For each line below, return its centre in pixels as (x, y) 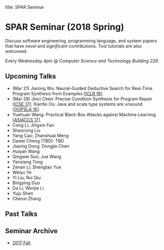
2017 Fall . (22, 243)
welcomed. (17, 51)
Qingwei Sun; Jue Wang (37, 156)
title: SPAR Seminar (25, 7)
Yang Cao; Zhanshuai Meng (41, 135)
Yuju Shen (23, 193)
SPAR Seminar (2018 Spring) (65, 27)
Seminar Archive (31, 231)
